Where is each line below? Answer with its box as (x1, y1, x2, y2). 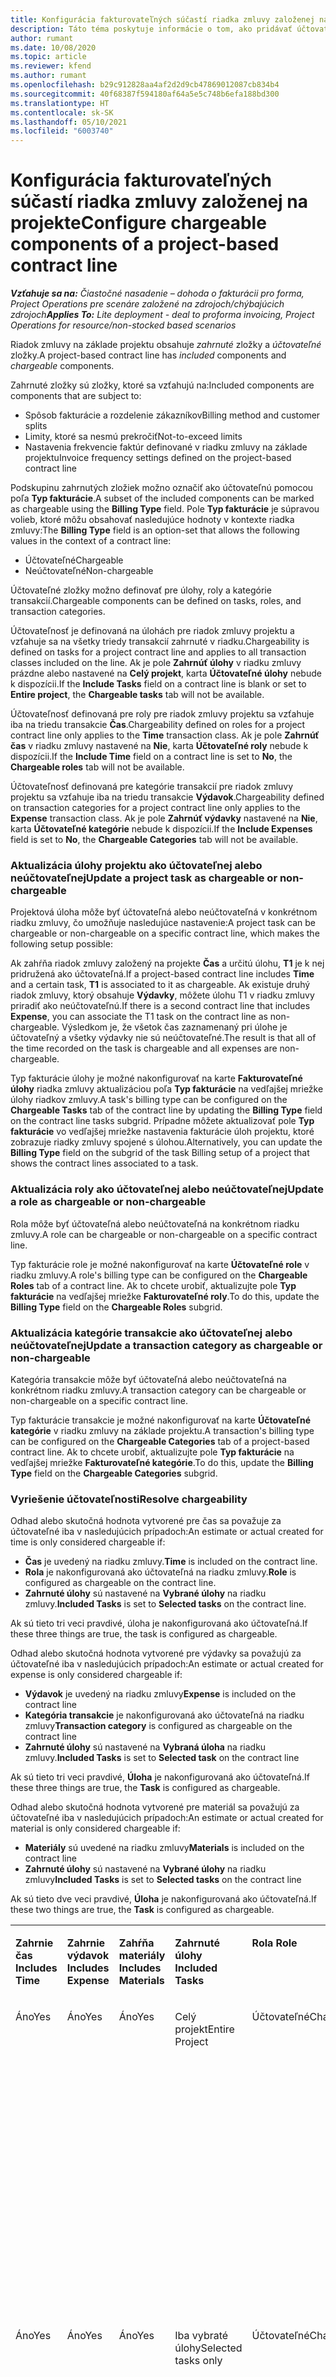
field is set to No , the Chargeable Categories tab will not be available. (10, 834, 299, 846)
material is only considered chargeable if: (10, 1822, 181, 1835)
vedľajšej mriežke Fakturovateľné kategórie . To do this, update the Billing (10, 1456, 314, 1468)
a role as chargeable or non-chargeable (10, 1195, 207, 1209)
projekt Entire (174, 2022, 235, 2036)
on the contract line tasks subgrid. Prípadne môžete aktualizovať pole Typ (10, 1115, 315, 1127)
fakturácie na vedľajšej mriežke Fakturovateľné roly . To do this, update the (10, 1290, 320, 1302)
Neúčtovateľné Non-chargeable (24, 565, 154, 577)
